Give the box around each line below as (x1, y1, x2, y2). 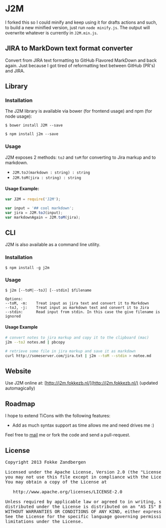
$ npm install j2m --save (5, 132, 58, 136)
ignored (5, 313, 21, 319)
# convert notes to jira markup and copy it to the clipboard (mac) (5, 335, 149, 340)
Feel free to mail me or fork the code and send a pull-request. (5, 432, 130, 438)
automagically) (5, 385, 36, 391)
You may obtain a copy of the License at (5, 479, 107, 484)
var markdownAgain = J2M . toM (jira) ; (5, 215, 81, 220)
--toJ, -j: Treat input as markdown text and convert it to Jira (5, 305, 149, 310)
